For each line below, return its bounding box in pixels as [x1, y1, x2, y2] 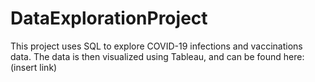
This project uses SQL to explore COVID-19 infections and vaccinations [10, 40, 303, 52]
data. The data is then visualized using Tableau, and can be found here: [10, 50, 305, 62]
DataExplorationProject [10, 7, 208, 30]
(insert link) [10, 61, 58, 73]
